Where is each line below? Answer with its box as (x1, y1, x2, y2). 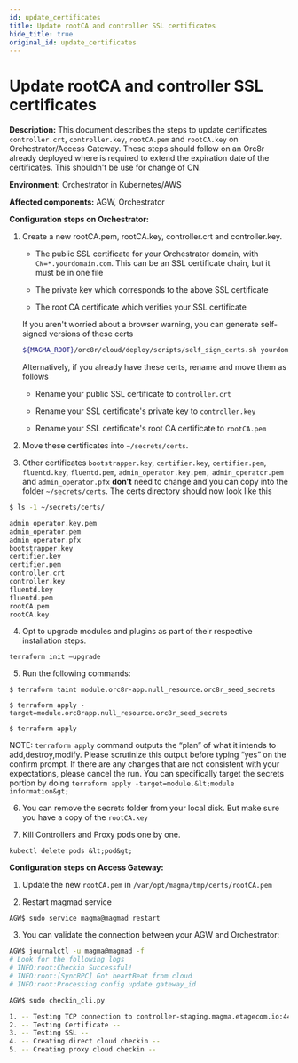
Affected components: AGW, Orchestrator (9, 197, 166, 207)
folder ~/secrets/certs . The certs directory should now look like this (21, 486, 272, 496)
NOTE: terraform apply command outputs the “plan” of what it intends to (9, 740, 277, 751)
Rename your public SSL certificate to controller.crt (35, 389, 232, 399)
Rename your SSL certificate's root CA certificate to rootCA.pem (35, 423, 267, 434)
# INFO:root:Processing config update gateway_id (9, 979, 197, 988)
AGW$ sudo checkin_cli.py (9, 995, 105, 1005)
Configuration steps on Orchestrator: (9, 214, 149, 225)
